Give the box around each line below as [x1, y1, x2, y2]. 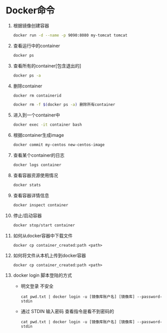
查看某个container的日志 [13, 152, 65, 158]
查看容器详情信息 [13, 192, 49, 198]
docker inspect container [13, 202, 68, 207]
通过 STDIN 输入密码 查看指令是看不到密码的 [20, 308, 114, 314]
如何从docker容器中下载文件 [13, 232, 73, 239]
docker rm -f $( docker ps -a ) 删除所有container [13, 102, 116, 107]
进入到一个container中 [13, 112, 61, 118]
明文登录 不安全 [20, 283, 54, 289]
